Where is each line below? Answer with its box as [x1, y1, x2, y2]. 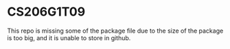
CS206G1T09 [7, 4, 86, 20]
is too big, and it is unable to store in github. [7, 33, 131, 42]
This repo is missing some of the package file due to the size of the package [7, 27, 224, 35]
